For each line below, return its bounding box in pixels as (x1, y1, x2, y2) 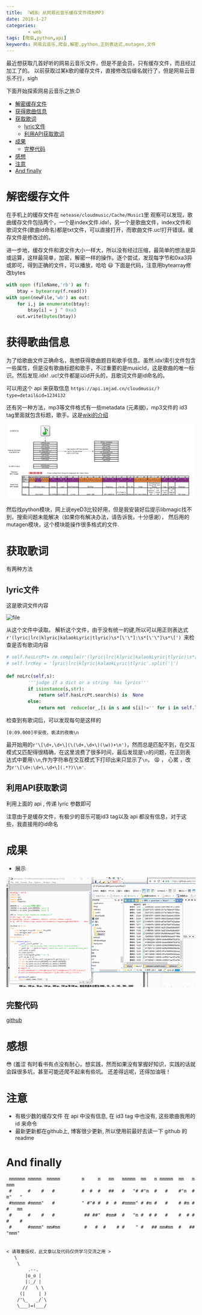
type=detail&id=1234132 (6, 393, 66, 399)
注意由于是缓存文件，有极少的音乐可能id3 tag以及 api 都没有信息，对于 (6, 813, 182, 820)
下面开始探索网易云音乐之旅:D (6, 87, 81, 95)
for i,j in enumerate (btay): (17, 301, 90, 307)
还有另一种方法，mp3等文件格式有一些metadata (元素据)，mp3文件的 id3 (6, 404, 188, 411)
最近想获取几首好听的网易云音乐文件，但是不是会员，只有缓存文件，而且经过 (6, 60, 196, 66)
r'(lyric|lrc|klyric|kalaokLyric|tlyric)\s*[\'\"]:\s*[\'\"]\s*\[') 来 (6, 634, 189, 641)
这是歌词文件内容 (6, 602, 49, 609)
